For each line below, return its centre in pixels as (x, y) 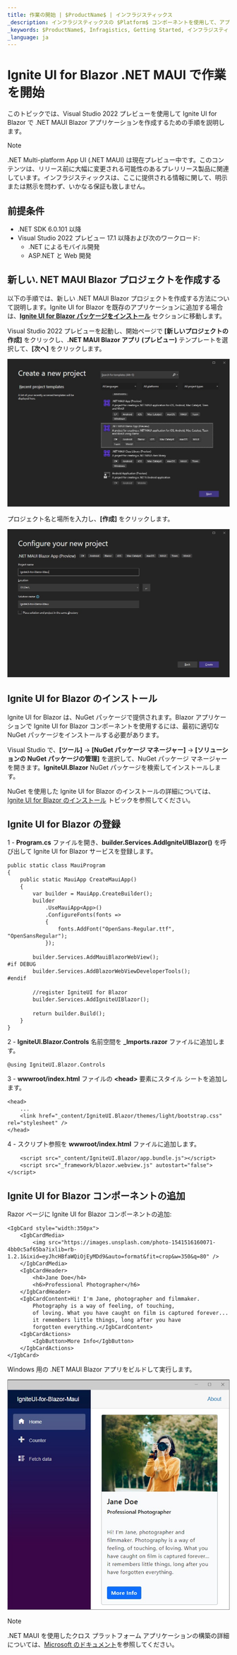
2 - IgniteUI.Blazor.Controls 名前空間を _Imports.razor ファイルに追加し (113, 1042)
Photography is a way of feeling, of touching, (104, 1306)
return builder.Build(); (69, 1014)
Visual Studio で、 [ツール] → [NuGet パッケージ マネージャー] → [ (103, 750)
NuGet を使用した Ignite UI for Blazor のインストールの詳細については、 (111, 791)
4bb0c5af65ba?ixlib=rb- (42, 1250)
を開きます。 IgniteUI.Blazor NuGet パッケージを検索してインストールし (111, 767)
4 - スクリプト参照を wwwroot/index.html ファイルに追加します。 (104, 1144)
